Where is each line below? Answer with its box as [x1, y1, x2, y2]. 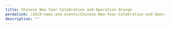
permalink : [5, 12, 28, 17]
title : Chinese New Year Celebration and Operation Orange [5, 7, 133, 12]
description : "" [5, 16, 39, 21]
